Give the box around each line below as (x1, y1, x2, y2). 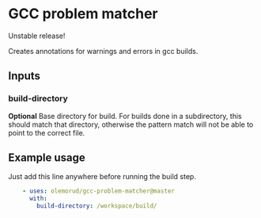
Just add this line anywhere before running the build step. (8, 172, 196, 182)
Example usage (8, 151, 85, 165)
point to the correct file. (8, 128, 85, 137)
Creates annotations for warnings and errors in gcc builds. (8, 46, 199, 55)
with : (28, 195, 47, 203)
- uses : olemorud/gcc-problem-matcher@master (22, 187, 176, 195)
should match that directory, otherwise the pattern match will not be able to (8, 120, 254, 129)
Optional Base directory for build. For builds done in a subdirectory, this (8, 111, 243, 120)
